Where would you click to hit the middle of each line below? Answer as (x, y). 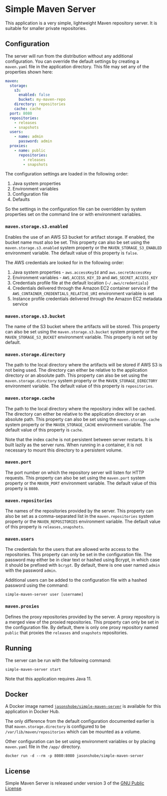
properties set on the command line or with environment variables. (74, 214)
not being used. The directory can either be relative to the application (77, 370)
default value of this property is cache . (44, 430)
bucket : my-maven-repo (42, 100)
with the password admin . (31, 570)
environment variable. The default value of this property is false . (72, 253)
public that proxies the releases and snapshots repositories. (67, 633)
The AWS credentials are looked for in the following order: (65, 262)
